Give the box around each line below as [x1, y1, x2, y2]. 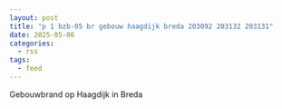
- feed [17, 64, 43, 74]
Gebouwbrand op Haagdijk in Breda [9, 88, 143, 100]
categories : [9, 38, 54, 48]
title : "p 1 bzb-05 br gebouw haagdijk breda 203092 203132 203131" [9, 22, 274, 31]
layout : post [9, 13, 59, 23]
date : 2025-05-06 [9, 30, 75, 39]
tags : [9, 55, 30, 64]
